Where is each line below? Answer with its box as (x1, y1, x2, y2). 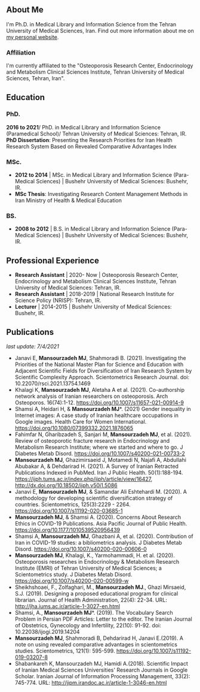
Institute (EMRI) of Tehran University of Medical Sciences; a (14, 564, 162, 572)
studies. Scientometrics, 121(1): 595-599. (14, 647, 115, 655)
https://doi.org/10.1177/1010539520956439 (14, 527, 121, 534)
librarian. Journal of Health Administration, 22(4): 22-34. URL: (14, 596, 167, 604)
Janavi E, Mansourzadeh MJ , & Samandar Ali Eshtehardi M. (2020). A (14, 488, 187, 495)
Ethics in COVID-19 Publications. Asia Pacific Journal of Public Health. (14, 520, 187, 527)
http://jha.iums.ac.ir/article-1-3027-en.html (14, 603, 121, 610)
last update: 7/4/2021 (6, 343, 60, 350)
